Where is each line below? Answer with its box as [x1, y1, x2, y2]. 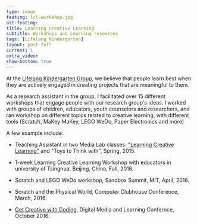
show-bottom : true [6, 58, 52, 64]
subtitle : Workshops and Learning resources [6, 31, 118, 37]
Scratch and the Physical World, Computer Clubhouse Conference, [14, 188, 180, 195]
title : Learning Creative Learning [6, 25, 95, 31]
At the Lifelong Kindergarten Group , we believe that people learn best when [6, 75, 192, 82]
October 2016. [14, 212, 50, 219]
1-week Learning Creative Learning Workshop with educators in [14, 159, 171, 166]
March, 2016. [14, 194, 47, 201]
